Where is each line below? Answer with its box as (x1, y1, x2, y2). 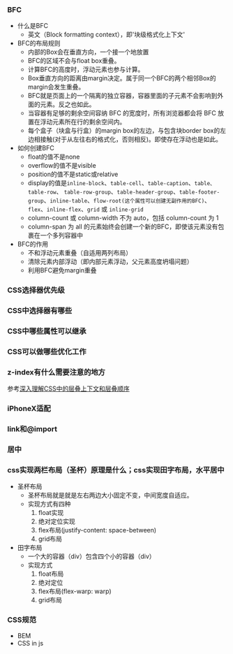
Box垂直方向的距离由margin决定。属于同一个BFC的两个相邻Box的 (27, 74, 216, 82)
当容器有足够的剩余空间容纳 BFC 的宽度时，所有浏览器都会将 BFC (27, 109, 216, 117)
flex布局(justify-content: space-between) (38, 526, 157, 535)
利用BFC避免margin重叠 (27, 266, 97, 275)
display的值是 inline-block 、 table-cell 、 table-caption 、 (27, 179, 195, 187)
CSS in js (17, 639, 44, 647)
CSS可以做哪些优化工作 (7, 347, 87, 356)
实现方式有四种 (27, 500, 71, 508)
